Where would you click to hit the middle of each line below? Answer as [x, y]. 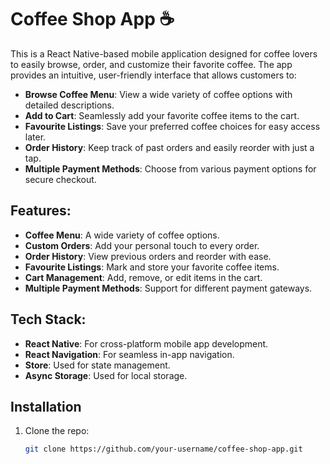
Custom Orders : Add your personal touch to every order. [142, 245]
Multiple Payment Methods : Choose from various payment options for [170, 168]
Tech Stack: [48, 319]
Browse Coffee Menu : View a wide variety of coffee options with [158, 94]
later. [35, 137]
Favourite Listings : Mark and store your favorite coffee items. [152, 267]
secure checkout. [60, 179]
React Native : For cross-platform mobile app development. [146, 343]
